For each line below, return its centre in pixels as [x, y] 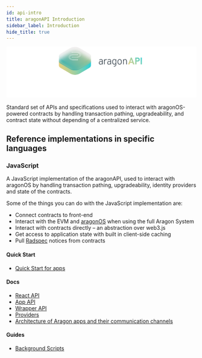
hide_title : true [28, 32]
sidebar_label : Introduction [43, 25]
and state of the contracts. [39, 192]
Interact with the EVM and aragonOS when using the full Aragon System [105, 221]
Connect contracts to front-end [54, 215]
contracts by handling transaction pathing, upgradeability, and [106, 113]
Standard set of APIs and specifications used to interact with [81, 107]
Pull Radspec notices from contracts [60, 241]
